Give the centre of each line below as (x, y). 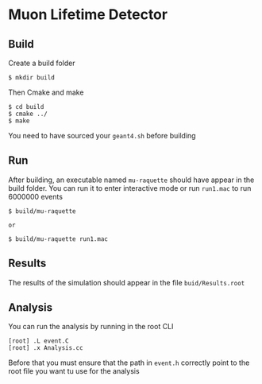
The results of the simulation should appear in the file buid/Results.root (127, 282)
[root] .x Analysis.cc (46, 348)
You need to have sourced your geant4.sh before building (102, 136)
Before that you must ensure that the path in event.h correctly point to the (129, 363)
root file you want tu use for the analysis (74, 371)
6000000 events (36, 196)
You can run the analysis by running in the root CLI (91, 327)
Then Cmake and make (46, 92)
